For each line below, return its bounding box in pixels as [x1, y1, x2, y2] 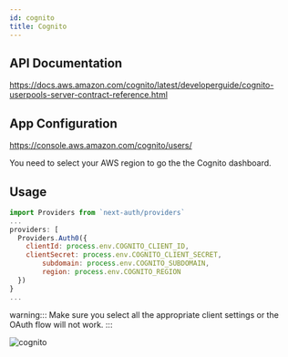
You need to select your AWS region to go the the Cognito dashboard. [9, 158, 272, 168]
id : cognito [9, 13, 55, 23]
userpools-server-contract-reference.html [9, 89, 169, 100]
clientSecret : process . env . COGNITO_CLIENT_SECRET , [26, 250, 222, 260]
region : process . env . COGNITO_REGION [42, 268, 181, 277]
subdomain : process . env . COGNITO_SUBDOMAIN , [42, 259, 210, 269]
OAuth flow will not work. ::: [9, 319, 113, 330]
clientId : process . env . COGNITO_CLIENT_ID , [26, 242, 190, 251]
